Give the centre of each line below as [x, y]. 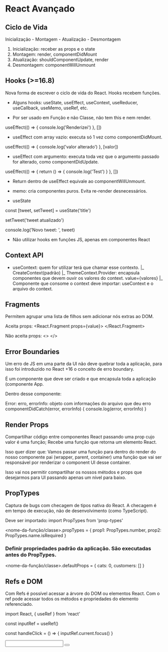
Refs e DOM [24, 582]
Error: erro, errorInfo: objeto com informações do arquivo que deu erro [78, 404]
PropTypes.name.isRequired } [36, 535]
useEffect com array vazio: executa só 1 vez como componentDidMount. [87, 137]
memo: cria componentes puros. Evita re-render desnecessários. [80, 191]
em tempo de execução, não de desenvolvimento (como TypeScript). [77, 511]
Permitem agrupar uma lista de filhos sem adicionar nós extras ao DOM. [79, 316]
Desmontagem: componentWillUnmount [54, 65]
